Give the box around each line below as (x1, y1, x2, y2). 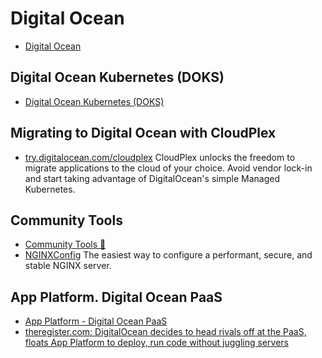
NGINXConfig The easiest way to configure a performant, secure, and (24, 249, 313, 261)
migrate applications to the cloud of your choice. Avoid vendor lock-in (24, 162, 313, 174)
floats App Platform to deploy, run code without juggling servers (24, 337, 289, 349)
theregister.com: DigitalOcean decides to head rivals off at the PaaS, (24, 326, 307, 338)
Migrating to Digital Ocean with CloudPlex (10, 125, 277, 142)
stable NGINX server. (24, 260, 112, 272)
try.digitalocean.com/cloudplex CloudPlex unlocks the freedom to (24, 151, 296, 163)
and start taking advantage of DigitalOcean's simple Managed (24, 172, 280, 184)
